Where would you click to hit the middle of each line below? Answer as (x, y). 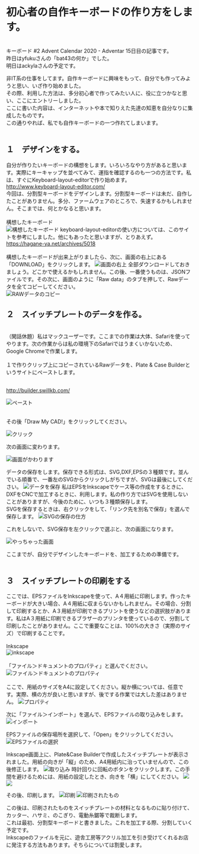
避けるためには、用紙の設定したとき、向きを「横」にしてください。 (99, 777)
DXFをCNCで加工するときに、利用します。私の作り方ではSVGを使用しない (97, 494)
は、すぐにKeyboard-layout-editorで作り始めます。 (68, 180)
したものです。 (29, 115)
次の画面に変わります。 (35, 447)
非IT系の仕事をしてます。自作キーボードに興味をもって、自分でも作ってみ (96, 78)
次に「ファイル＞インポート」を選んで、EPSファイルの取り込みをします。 (96, 715)
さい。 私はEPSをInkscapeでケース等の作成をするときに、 (96, 486)
